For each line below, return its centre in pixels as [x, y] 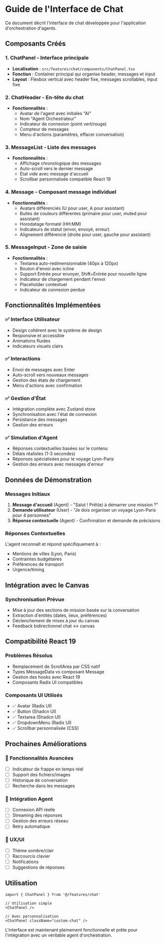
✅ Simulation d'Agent [31, 438]
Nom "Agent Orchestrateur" [48, 118]
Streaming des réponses [37, 815]
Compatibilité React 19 [41, 641]
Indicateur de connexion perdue [52, 290]
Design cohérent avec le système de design [57, 330]
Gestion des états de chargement [46, 380]
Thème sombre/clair [33, 850]
